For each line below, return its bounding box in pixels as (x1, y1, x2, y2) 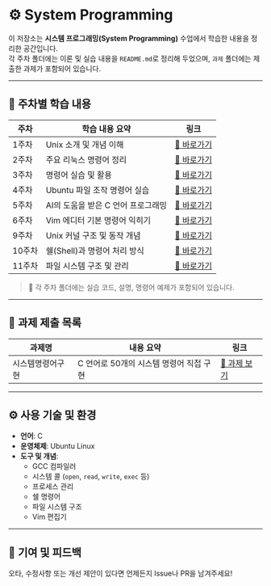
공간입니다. (23, 43, 59, 53)
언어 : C (19, 431, 43, 441)
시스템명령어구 (12, 357, 65, 369)
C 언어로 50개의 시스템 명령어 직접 (77, 357, 202, 369)
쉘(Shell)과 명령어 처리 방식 (45, 245, 144, 256)
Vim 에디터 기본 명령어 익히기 (45, 214, 152, 226)
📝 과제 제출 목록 (8, 316, 82, 330)
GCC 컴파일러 (31, 462, 77, 471)
